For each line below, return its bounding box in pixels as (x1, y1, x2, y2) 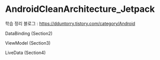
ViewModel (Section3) (5, 40, 51, 46)
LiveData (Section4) (5, 50, 46, 56)
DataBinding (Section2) (5, 30, 53, 36)
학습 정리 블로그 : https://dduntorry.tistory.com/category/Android (5, 20, 135, 26)
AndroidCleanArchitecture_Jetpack (5, 3, 155, 15)
